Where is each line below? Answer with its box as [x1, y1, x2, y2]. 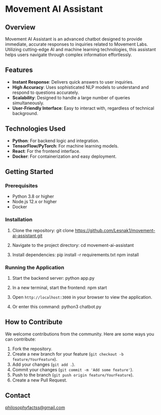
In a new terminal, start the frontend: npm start [12, 284, 107, 291]
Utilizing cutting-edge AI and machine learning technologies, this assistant [5, 47, 156, 52]
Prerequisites [5, 182, 38, 189]
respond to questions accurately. [12, 89, 79, 95]
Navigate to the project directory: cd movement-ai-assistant [12, 242, 134, 248]
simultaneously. [12, 100, 44, 106]
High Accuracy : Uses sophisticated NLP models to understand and [12, 84, 149, 90]
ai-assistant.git [12, 233, 43, 238]
